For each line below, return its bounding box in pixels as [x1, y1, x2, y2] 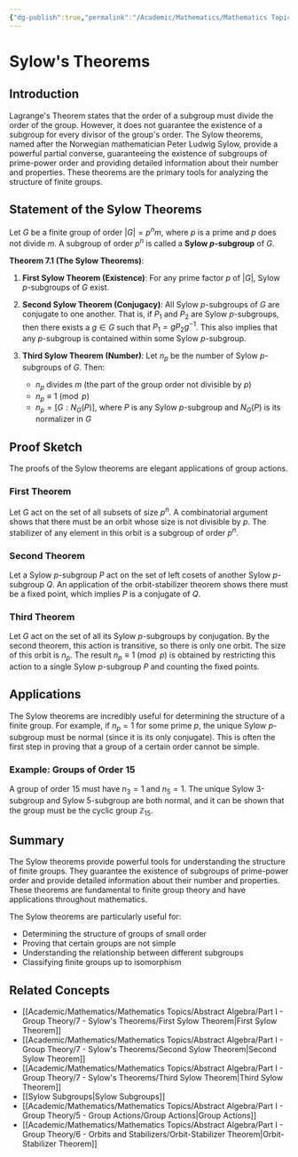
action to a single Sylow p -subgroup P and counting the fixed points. [9, 661, 260, 672]
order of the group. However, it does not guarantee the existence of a [9, 119, 263, 130]
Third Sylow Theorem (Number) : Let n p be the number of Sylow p [21, 350, 265, 363]
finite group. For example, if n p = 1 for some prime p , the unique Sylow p [9, 720, 273, 733]
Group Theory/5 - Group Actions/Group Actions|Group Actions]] [21, 1110, 257, 1121]
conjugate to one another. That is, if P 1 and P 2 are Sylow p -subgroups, [21, 308, 279, 321]
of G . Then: [63, 362, 105, 372]
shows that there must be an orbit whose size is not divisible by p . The [9, 516, 267, 527]
